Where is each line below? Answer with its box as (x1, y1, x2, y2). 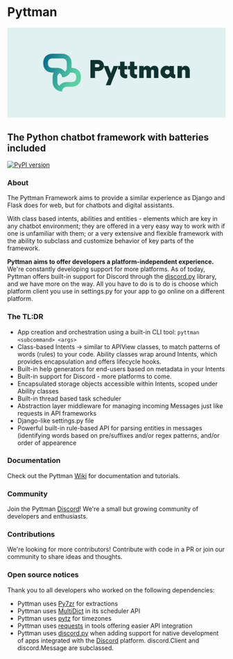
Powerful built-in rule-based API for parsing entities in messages (17, 423, 202, 432)
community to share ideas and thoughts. (7, 553, 123, 561)
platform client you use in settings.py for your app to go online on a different (7, 287, 225, 295)
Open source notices (7, 570, 79, 580)
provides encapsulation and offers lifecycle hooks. (17, 357, 162, 366)
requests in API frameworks (17, 409, 97, 417)
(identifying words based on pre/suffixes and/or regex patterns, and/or (17, 431, 220, 439)
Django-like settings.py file (17, 416, 94, 425)
